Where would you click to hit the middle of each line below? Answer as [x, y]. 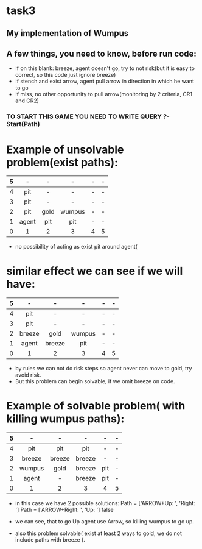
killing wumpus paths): [65, 419]
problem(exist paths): [62, 162]
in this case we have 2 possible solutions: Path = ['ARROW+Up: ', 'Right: [105, 503]
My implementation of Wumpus [68, 33]
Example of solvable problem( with [96, 406]
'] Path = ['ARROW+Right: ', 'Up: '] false [64, 510]
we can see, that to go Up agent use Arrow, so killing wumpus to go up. [105, 522]
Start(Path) [23, 124]
